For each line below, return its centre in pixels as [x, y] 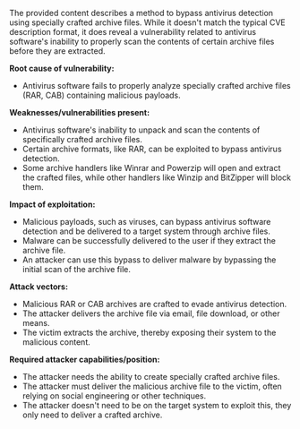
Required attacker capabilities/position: [85, 359]
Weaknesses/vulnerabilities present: [80, 112]
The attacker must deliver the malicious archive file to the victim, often [152, 386]
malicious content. [56, 342]
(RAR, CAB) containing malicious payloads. [101, 95]
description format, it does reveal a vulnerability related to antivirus [133, 32]
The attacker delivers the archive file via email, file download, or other [151, 313]
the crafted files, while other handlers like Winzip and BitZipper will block [156, 177]
